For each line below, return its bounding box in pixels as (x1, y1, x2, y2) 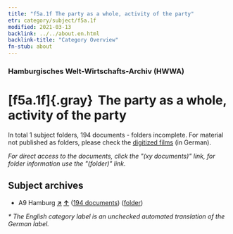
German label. (8, 219, 50, 228)
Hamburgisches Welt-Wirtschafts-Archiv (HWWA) (8, 66, 185, 76)
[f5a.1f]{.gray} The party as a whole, (8, 92, 227, 109)
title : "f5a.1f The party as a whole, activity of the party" (8, 10, 194, 18)
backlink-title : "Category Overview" (8, 37, 119, 44)
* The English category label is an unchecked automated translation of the (8, 212, 225, 221)
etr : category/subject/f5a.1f (8, 17, 97, 24)
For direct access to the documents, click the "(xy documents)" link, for (8, 152, 215, 160)
